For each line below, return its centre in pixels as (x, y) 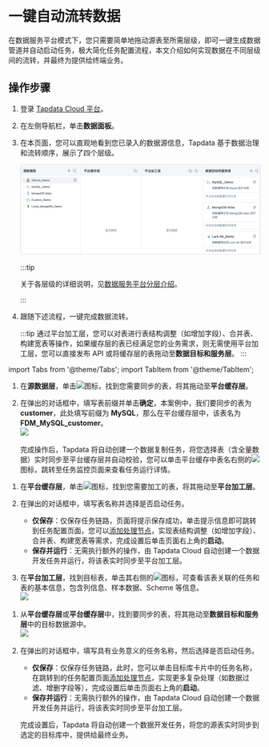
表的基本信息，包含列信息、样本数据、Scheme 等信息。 (112, 588)
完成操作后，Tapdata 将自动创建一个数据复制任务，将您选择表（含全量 (136, 450)
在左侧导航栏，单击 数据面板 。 (69, 126)
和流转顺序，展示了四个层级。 (69, 152)
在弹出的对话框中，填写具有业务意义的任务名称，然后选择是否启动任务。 (139, 651)
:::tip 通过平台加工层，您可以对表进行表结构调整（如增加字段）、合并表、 (139, 334)
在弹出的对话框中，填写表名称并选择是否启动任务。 (104, 504)
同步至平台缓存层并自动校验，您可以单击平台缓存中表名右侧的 (150, 460)
